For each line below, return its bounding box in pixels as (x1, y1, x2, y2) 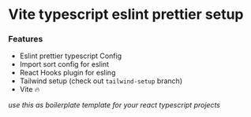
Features (8, 34, 43, 45)
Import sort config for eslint (19, 60, 109, 69)
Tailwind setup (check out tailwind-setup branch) (19, 76, 183, 86)
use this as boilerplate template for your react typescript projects (8, 101, 221, 110)
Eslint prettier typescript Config (19, 51, 122, 60)
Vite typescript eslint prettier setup (8, 5, 244, 24)
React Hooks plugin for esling (19, 68, 116, 78)
